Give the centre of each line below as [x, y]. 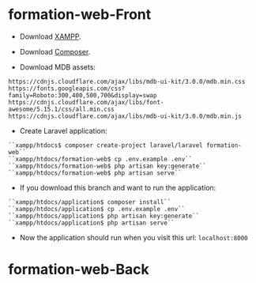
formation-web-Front [80, 15]
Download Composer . [55, 51]
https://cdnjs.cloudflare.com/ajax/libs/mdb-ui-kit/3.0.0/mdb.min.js [125, 116]
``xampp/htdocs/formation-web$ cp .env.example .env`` [100, 159]
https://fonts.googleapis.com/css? [67, 89]
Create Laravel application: [64, 130]
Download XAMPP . [50, 36]
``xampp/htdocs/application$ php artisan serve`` [92, 223]
